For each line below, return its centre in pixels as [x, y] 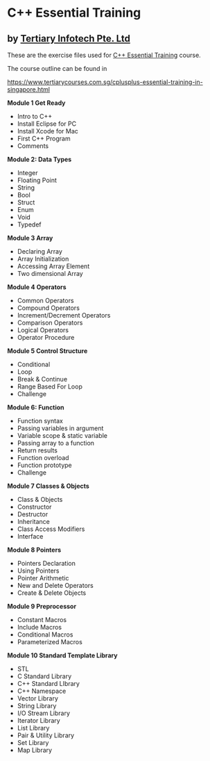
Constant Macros [42, 620]
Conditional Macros [45, 635]
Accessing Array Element [53, 266]
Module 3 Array [30, 238]
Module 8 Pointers [34, 550]
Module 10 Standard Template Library [62, 655]
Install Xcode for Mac [47, 131]
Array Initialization [43, 259]
